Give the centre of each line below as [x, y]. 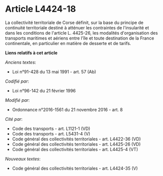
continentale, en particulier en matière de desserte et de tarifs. [68, 43]
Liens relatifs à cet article [31, 53]
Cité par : [14, 119]
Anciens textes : [21, 62]
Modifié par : [18, 100]
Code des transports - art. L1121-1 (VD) [51, 129]
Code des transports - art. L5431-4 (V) [51, 133]
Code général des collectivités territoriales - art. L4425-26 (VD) [76, 144]
